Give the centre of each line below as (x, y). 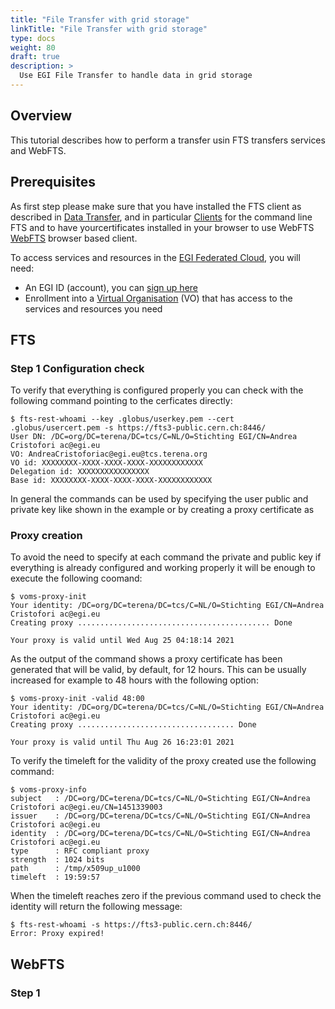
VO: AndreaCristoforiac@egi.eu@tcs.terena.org (109, 454)
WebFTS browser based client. (74, 238)
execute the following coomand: (76, 578)
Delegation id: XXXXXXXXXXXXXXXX (80, 472)
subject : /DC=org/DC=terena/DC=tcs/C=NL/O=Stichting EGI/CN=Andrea (160, 799)
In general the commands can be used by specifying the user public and (159, 499)
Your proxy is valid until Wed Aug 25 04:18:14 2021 (122, 641)
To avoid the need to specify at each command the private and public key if (166, 557)
